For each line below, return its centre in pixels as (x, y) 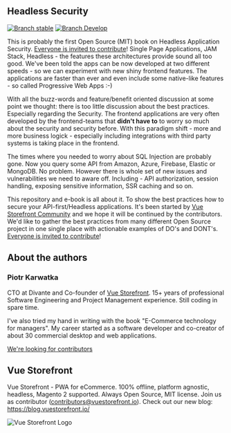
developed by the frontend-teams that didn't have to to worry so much (108, 121)
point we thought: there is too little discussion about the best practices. (108, 106)
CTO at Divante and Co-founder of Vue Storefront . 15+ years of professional (116, 293)
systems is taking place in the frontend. (63, 143)
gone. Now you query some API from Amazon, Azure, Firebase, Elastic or (111, 164)
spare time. (23, 307)
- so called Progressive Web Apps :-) (60, 85)
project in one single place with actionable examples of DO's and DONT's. (113, 228)
